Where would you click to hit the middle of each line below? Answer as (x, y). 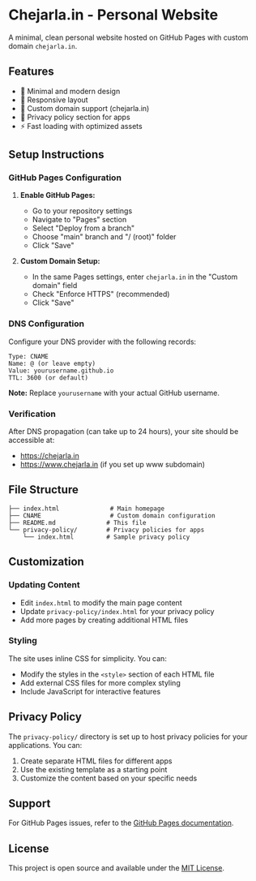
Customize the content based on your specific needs (109, 778)
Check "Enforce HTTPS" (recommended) (101, 294)
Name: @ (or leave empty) (52, 363)
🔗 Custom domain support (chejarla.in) (85, 108)
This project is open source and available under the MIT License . (117, 868)
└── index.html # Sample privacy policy (107, 537)
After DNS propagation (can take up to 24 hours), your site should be (124, 432)
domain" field (55, 286)
